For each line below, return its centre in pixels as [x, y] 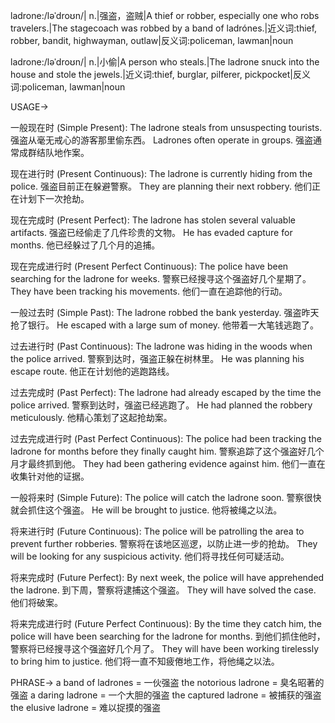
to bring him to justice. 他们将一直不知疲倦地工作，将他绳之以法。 [145, 661]
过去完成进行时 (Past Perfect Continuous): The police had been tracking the [166, 438]
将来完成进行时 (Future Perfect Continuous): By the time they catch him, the [166, 623]
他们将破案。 [36, 602]
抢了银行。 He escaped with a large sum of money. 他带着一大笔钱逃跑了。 [165, 325]
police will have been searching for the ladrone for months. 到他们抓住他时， [168, 636]
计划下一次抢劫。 [54, 198]
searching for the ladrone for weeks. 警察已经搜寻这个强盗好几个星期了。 [161, 278]
